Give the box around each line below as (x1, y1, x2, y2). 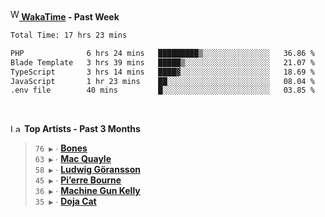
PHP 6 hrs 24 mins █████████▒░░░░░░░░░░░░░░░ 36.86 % (10, 48, 315, 58)
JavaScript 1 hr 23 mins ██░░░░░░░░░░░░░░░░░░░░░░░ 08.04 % (10, 76, 315, 86)
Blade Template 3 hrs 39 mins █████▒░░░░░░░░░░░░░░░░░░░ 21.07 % (10, 57, 315, 68)
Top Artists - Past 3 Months (23, 123, 141, 135)
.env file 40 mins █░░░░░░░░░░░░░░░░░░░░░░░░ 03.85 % (10, 85, 315, 96)
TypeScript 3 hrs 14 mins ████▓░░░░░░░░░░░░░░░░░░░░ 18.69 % (10, 67, 315, 77)
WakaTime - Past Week (21, 11, 120, 23)
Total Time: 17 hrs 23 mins (10, 30, 128, 40)
